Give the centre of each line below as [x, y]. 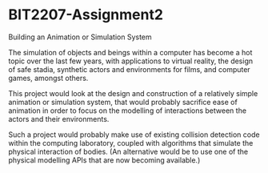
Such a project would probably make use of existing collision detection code [134, 135]
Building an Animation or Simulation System [80, 37]
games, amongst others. [48, 78]
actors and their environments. [59, 119]
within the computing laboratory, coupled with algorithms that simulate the [131, 143]
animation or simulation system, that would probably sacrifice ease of [123, 102]
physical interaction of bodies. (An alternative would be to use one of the [128, 151]
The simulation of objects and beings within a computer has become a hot [130, 52]
